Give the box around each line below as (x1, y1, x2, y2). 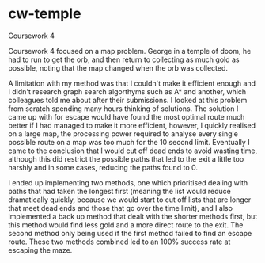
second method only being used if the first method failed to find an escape (8, 228, 252, 238)
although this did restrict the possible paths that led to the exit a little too (8, 154, 244, 163)
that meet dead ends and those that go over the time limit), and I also (8, 203, 233, 212)
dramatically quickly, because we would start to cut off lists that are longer (8, 195, 252, 204)
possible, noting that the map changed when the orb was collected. (8, 63, 228, 72)
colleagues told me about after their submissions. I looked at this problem (8, 95, 248, 105)
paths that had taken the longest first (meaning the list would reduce (8, 186, 231, 196)
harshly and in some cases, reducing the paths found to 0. (8, 162, 199, 172)
